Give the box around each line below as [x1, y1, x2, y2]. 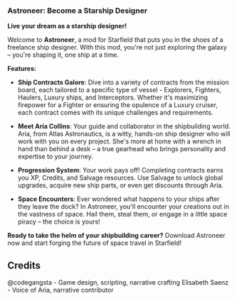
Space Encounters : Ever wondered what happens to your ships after [17, 195, 220, 204]
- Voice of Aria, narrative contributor [7, 286, 114, 295]
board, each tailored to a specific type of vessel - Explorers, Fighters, [17, 86, 222, 94]
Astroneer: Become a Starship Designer [7, 6, 148, 16]
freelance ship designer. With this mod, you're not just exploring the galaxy [7, 43, 228, 52]
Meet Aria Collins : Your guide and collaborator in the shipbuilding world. [17, 122, 231, 131]
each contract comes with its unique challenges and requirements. [17, 109, 214, 117]
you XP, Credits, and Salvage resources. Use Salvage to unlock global [17, 173, 223, 182]
